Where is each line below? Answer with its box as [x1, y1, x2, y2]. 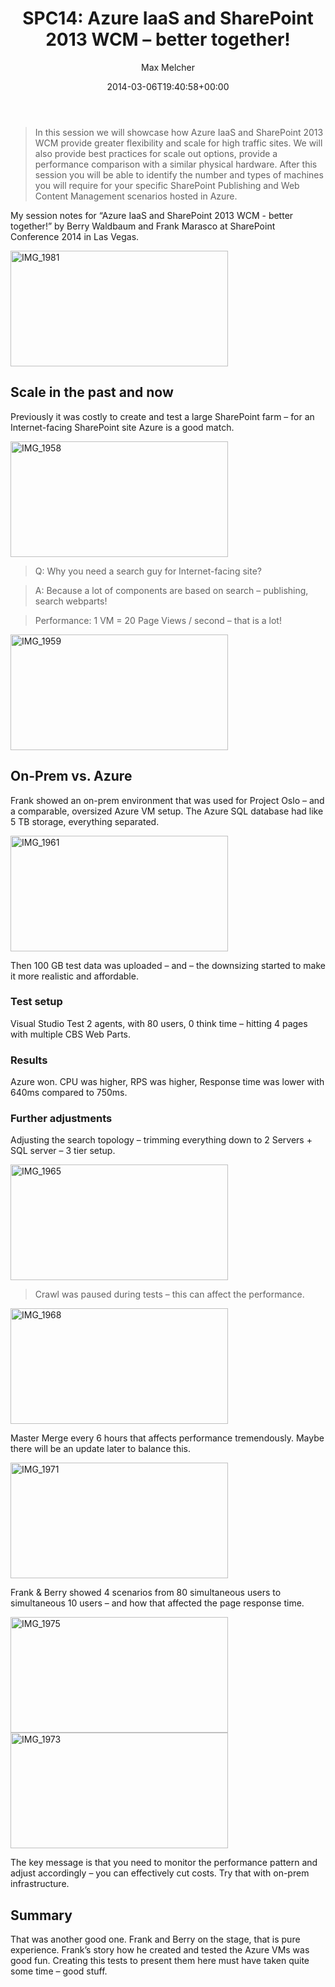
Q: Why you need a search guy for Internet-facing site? [34, 565, 262, 577]
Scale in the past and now [10, 384, 174, 401]
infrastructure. [10, 1878, 70, 1890]
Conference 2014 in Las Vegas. [10, 230, 140, 242]
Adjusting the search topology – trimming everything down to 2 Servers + [10, 1134, 313, 1146]
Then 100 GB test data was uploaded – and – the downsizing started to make [10, 959, 326, 971]
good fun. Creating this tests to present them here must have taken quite [10, 1955, 310, 1967]
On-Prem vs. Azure [10, 768, 133, 785]
